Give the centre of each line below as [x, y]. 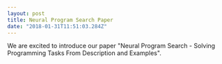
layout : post [26, 13]
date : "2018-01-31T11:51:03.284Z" [57, 26]
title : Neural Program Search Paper [60, 20]
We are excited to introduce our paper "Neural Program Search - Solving [111, 46]
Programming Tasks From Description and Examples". [84, 53]
